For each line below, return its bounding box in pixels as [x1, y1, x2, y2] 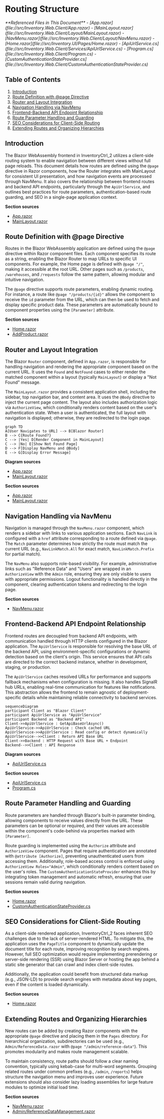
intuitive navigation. [5, 277, 45, 283]
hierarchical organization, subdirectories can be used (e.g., [5, 1039, 124, 1044]
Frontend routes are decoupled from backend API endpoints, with [5, 633, 137, 639]
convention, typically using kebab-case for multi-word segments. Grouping [5, 1064, 157, 1069]
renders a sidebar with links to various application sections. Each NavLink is [5, 530, 158, 536]
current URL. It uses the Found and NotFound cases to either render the [5, 369, 146, 375]
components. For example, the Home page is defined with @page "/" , [5, 261, 144, 267]
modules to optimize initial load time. [5, 1084, 79, 1090]
